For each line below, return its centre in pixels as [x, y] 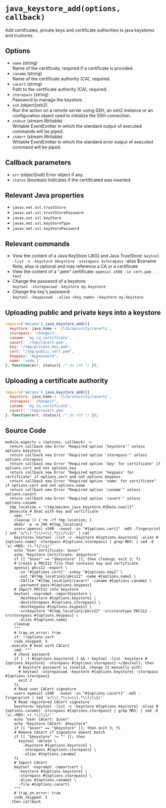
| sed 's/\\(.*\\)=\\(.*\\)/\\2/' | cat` [49, 533]
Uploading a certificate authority [57, 381]
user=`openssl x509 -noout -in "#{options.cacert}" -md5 [75, 693]
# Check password [32, 654]
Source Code [26, 430]
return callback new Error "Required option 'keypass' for [72, 472]
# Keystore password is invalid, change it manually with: [80, 667]
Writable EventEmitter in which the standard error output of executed [83, 142]
